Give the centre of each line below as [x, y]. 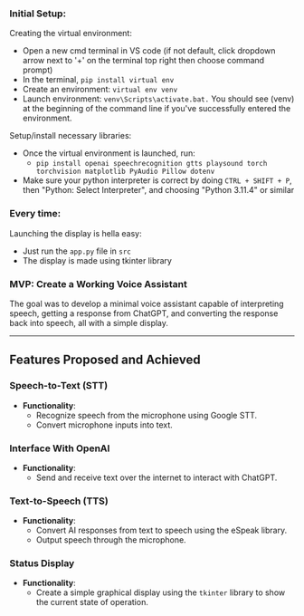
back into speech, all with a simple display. [89, 322]
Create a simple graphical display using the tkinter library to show [161, 592]
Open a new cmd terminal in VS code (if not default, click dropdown [149, 51]
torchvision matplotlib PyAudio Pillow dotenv [125, 172]
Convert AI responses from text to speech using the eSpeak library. [161, 530]
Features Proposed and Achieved [105, 360]
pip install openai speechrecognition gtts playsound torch [152, 164]
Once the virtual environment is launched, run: [109, 153]
